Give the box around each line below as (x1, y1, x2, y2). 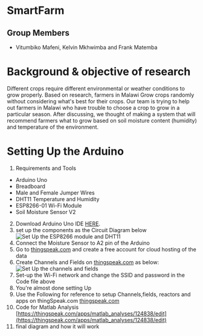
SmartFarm (7, 4, 65, 18)
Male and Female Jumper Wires (15, 189, 95, 196)
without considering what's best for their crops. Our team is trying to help (7, 97, 190, 105)
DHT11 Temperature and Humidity (15, 195, 100, 202)
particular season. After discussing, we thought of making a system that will (7, 110, 196, 118)
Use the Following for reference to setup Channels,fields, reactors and (15, 291, 191, 298)
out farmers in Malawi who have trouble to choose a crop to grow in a (7, 104, 180, 111)
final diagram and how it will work (15, 323, 100, 330)
